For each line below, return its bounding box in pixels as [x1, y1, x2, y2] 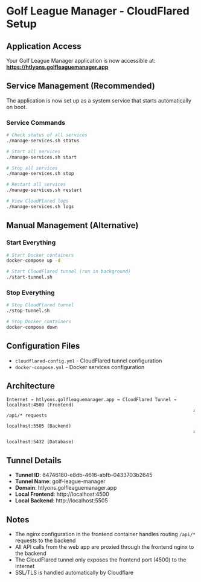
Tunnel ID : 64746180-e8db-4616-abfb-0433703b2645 [14, 472, 153, 479]
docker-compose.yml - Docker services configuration [14, 363, 145, 370]
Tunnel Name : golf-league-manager [14, 478, 106, 485]
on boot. [6, 103, 27, 110]
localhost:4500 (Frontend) [6, 402, 74, 408]
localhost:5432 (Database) [6, 439, 74, 445]
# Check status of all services [6, 132, 88, 138]
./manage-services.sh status [6, 138, 80, 144]
